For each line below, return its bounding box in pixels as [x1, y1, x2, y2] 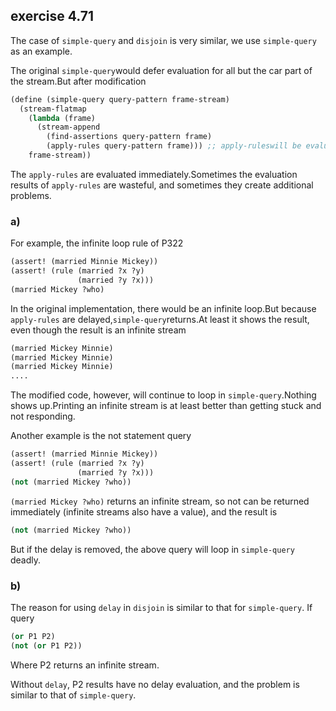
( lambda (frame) [28, 113, 97, 123]
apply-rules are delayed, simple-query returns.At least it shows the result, [10, 313, 310, 325]
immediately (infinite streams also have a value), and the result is [10, 505, 278, 518]
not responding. [10, 410, 76, 423]
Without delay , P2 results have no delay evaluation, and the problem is [10, 678, 300, 690]
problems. [10, 189, 52, 201]
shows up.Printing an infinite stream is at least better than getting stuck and [10, 400, 322, 412]
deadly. [10, 554, 42, 566]
